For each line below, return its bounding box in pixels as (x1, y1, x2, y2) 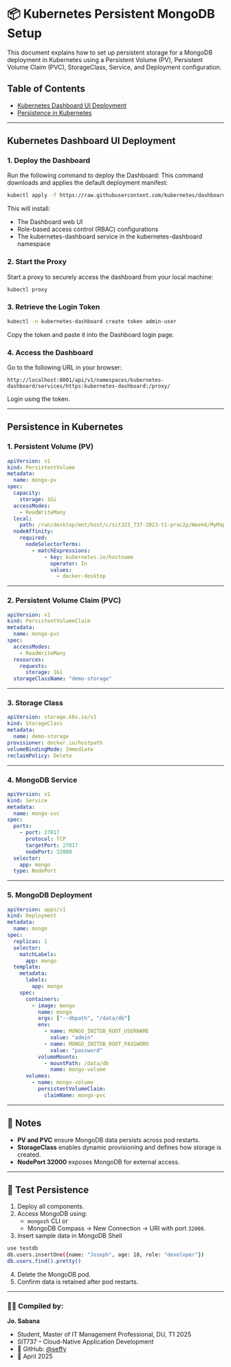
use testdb (7, 1245, 38, 1252)
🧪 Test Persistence (7, 1184, 89, 1196)
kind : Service (7, 797, 48, 804)
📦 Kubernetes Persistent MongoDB (7, 6, 215, 22)
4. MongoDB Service (7, 775, 78, 784)
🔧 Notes (7, 1117, 42, 1129)
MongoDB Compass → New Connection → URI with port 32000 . (27, 1224, 206, 1233)
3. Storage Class (7, 698, 63, 708)
